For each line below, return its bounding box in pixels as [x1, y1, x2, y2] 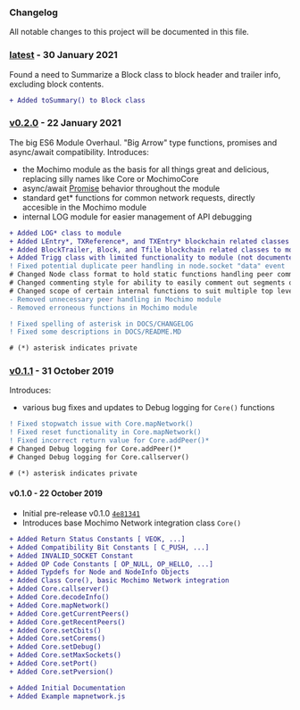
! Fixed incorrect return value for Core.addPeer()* [9, 436, 210, 445]
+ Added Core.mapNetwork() [9, 600, 110, 610]
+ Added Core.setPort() [9, 659, 98, 668]
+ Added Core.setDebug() [9, 642, 102, 652]
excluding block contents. [9, 78, 104, 89]
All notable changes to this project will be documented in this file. [9, 27, 250, 37]
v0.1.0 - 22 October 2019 [9, 488, 103, 499]
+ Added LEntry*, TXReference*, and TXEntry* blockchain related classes [9, 236, 290, 246]
